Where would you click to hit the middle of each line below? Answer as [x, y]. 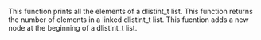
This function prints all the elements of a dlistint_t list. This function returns [130, 11]
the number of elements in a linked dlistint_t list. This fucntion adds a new [129, 20]
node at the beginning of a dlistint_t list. [73, 28]
